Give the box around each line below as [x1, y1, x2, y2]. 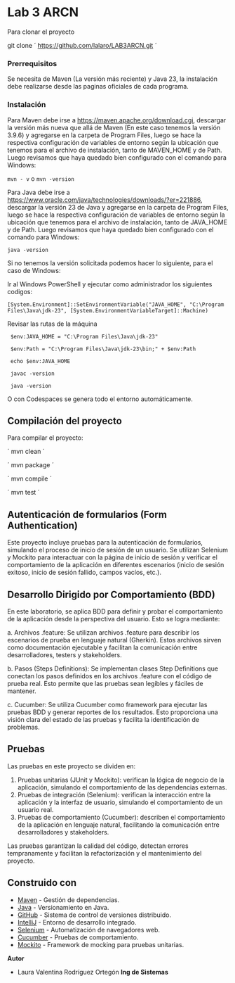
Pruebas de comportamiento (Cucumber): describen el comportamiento [17, 813, 226, 821]
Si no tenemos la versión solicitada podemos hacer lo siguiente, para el [7, 258, 213, 267]
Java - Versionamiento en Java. [17, 903, 109, 911]
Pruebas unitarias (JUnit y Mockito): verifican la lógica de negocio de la [17, 775, 224, 784]
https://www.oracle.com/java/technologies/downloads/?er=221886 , [7, 195, 203, 204]
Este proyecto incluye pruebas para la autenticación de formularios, [7, 538, 203, 547]
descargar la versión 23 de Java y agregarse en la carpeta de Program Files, [7, 203, 229, 211]
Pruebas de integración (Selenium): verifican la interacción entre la [17, 790, 211, 799]
